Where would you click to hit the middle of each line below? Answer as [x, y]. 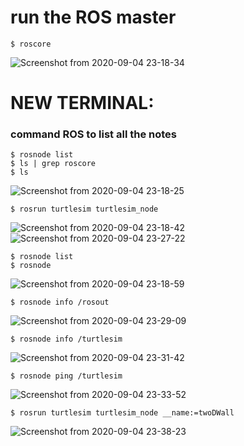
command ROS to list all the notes [93, 134]
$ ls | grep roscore [53, 164]
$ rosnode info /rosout [60, 302]
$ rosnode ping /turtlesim [66, 376]
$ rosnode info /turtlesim [66, 339]
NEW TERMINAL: [82, 103]
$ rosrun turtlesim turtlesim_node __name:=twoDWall [122, 413]
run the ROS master [93, 17]
